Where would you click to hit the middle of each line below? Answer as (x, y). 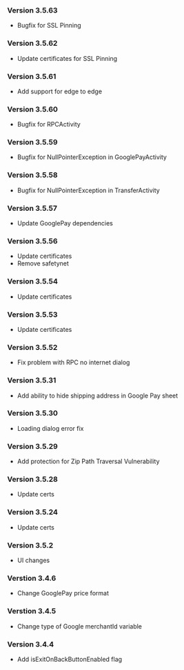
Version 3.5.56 (32, 241)
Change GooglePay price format (63, 593)
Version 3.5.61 (32, 76)
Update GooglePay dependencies (65, 223)
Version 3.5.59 (32, 142)
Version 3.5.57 (32, 208)
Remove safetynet (43, 263)
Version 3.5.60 (33, 109)
